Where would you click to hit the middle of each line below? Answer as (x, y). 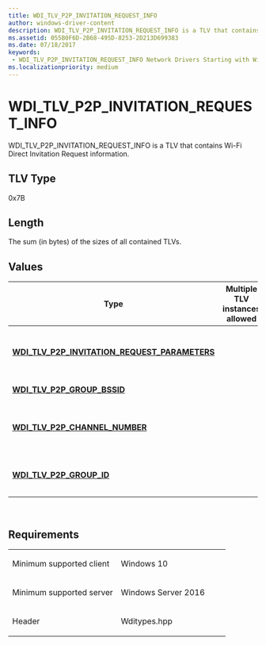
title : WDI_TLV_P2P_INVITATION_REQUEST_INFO (83, 15)
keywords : (25, 52)
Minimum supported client (61, 563)
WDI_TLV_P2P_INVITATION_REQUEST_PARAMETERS (114, 352)
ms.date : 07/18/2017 (42, 45)
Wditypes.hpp (146, 621)
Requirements (44, 534)
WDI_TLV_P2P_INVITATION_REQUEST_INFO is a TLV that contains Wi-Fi (125, 145)
